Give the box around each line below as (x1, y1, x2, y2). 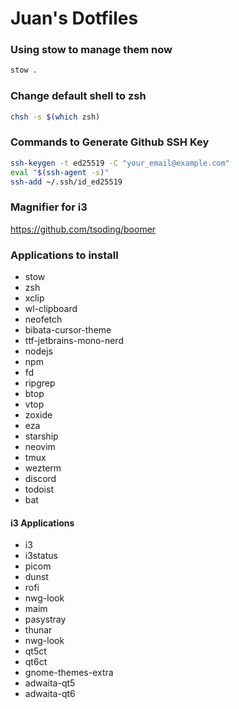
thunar (24, 624, 53, 636)
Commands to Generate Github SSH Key (10, 135, 210, 149)
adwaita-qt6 (24, 688, 76, 700)
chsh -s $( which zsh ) (10, 112, 101, 122)
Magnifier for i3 (10, 200, 88, 214)
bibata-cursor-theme (24, 324, 112, 336)
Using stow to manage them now (10, 43, 173, 57)
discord (24, 473, 57, 485)
